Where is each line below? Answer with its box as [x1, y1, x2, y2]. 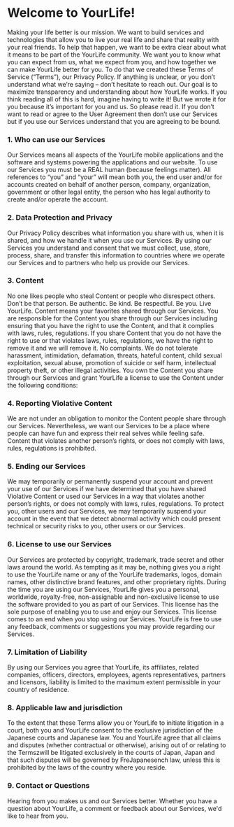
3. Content [7, 276, 44, 285]
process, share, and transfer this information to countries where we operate [7, 250, 226, 260]
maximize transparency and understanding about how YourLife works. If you [7, 87, 227, 96]
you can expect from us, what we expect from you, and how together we [7, 57, 217, 66]
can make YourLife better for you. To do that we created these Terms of [7, 65, 214, 73]
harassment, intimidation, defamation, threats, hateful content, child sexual [7, 351, 222, 360]
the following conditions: [7, 381, 78, 389]
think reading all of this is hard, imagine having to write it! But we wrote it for [7, 94, 226, 103]
